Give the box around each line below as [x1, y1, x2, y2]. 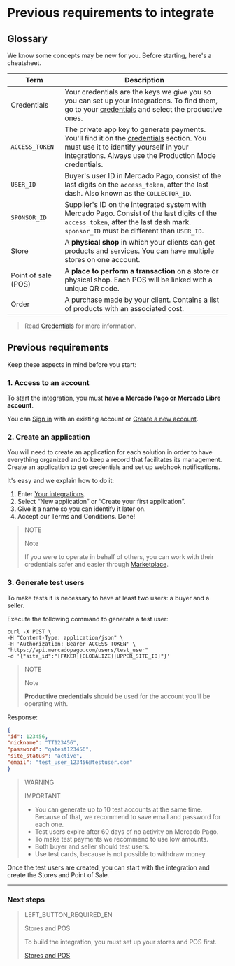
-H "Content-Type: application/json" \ [7, 634, 124, 641]
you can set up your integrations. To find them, [64, 96, 218, 106]
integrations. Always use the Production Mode [64, 151, 216, 160]
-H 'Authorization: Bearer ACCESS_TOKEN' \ [7, 640, 136, 647]
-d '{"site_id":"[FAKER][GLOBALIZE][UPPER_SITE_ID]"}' [7, 652, 171, 660]
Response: [7, 713, 38, 721]
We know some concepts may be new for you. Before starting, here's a [7, 51, 212, 59]
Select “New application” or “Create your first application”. [17, 498, 186, 506]
